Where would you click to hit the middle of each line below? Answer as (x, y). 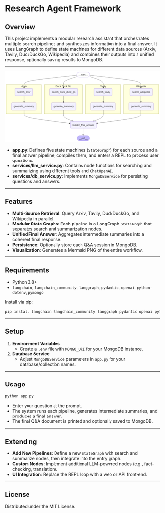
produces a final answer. (37, 416)
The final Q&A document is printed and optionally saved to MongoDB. (82, 421)
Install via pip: (19, 302)
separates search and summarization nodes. (57, 229)
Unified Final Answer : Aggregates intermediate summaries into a (78, 234)
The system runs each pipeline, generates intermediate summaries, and (85, 411)
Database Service (31, 354)
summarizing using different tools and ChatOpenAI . (63, 171)
